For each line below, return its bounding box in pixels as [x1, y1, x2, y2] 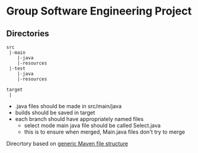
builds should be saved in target [15, 109, 96, 116]
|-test [8, 65, 26, 71]
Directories [6, 28, 50, 39]
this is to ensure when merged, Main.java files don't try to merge [24, 128, 185, 135]
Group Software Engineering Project [6, 4, 192, 18]
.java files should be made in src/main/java [15, 103, 122, 109]
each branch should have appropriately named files [15, 116, 144, 122]
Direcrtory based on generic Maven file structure [6, 140, 128, 147]
